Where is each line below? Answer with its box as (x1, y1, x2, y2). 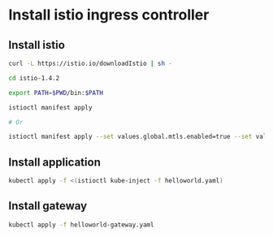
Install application (8, 155, 102, 169)
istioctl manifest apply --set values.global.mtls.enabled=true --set (8, 132, 253, 141)
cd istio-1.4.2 (8, 74, 60, 82)
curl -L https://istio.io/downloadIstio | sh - (8, 59, 173, 67)
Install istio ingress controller (8, 6, 210, 24)
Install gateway (8, 199, 88, 213)
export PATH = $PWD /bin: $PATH (8, 88, 104, 97)
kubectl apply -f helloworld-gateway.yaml (8, 221, 154, 229)
